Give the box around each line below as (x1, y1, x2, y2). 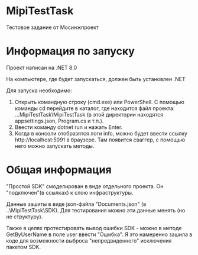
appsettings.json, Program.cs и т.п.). (14, 117, 104, 124)
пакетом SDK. (6, 243, 41, 250)
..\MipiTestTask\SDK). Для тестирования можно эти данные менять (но (6, 206, 186, 214)
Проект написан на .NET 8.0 (6, 64, 77, 71)
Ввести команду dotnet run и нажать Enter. (14, 123, 123, 131)
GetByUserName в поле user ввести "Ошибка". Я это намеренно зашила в (6, 231, 193, 238)
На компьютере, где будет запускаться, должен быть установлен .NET (6, 75, 186, 82)
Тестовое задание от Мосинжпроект (6, 24, 99, 31)
